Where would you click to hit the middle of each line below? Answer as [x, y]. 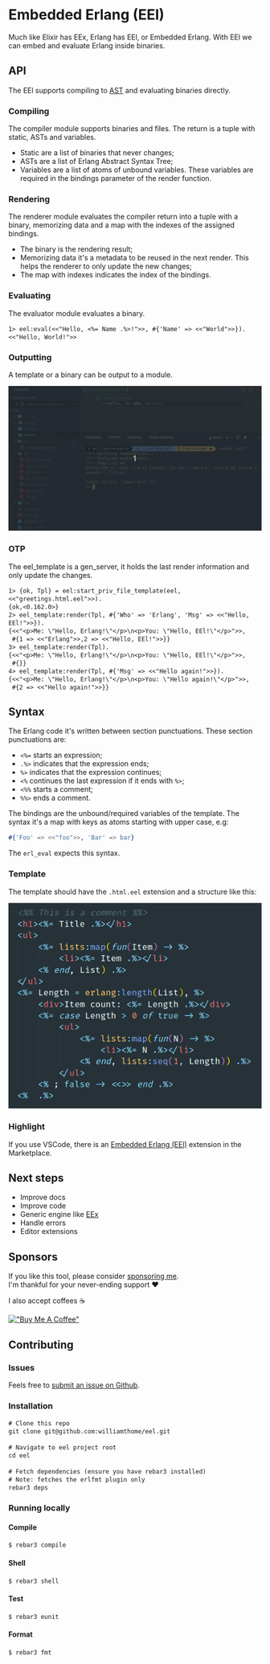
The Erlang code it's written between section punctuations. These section [131, 731]
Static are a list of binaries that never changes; [97, 153]
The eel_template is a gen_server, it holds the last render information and [129, 566]
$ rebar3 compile [37, 1545]
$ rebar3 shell [34, 1581]
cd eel [19, 1456]
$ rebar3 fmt [30, 1652]
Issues [22, 1367]
